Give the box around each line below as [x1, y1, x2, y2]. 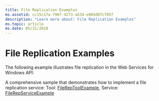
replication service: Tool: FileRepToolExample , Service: [5, 85, 119, 91]
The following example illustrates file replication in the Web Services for [5, 64, 154, 70]
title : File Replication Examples [5, 7, 78, 13]
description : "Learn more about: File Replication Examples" [5, 17, 136, 22]
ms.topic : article [5, 21, 44, 27]
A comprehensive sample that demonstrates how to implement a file [5, 79, 147, 85]
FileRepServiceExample [5, 90, 54, 96]
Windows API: [5, 70, 34, 76]
